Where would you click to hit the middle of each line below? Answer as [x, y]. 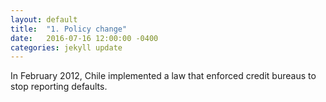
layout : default [44, 19]
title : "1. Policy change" [69, 29]
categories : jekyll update [66, 47]
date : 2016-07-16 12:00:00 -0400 [84, 38]
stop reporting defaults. [59, 87]
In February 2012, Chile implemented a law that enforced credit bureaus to [163, 76]
